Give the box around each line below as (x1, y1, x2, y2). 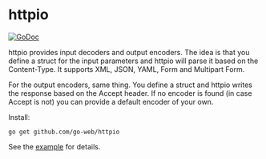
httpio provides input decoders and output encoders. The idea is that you (8, 47, 250, 57)
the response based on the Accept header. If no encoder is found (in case (8, 88, 252, 97)
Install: (8, 112, 30, 121)
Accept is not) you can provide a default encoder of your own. (8, 97, 214, 106)
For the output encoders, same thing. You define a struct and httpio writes (8, 80, 252, 89)
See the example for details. (8, 141, 101, 151)
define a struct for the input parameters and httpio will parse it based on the (8, 56, 259, 66)
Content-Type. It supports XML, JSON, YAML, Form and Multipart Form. (8, 64, 245, 74)
